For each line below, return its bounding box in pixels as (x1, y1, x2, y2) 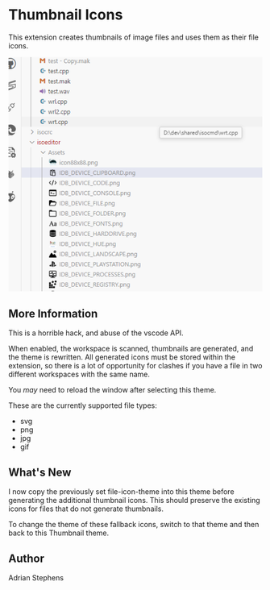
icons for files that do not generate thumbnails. (8, 504, 164, 513)
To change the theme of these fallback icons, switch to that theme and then (8, 520, 260, 530)
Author (8, 551, 44, 565)
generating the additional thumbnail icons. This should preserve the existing (8, 496, 260, 505)
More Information (8, 306, 98, 320)
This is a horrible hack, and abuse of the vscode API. (8, 328, 184, 338)
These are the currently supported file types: (8, 401, 157, 410)
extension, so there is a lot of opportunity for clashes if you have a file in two (8, 361, 263, 371)
